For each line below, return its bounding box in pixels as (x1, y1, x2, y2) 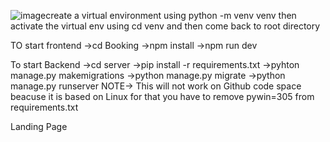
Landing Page (10, 121, 68, 132)
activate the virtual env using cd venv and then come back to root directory (10, 20, 321, 32)
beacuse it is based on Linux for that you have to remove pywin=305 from (10, 91, 315, 102)
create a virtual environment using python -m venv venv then (45, 10, 297, 21)
